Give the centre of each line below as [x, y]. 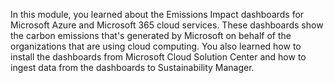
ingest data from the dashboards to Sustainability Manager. [132, 67]
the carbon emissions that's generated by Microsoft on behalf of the [151, 35]
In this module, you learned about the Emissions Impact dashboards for [157, 14]
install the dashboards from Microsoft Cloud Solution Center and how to [158, 57]
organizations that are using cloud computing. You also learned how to [156, 46]
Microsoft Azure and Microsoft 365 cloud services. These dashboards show [167, 25]
